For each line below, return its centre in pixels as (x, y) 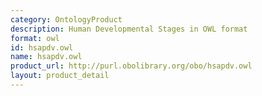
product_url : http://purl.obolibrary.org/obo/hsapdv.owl (131, 66)
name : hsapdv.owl (46, 57)
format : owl (35, 38)
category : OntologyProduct (66, 19)
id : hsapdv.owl (42, 47)
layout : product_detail (60, 76)
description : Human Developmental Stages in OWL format (129, 29)
